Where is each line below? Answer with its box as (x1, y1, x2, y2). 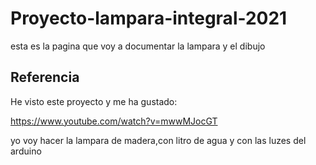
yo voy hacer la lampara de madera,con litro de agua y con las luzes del (10, 134, 307, 146)
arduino (10, 145, 42, 157)
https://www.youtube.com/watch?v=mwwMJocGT (10, 115, 218, 127)
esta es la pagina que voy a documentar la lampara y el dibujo (10, 40, 266, 52)
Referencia (10, 69, 80, 86)
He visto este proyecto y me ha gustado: (10, 95, 178, 107)
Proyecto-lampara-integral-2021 (10, 7, 288, 30)
